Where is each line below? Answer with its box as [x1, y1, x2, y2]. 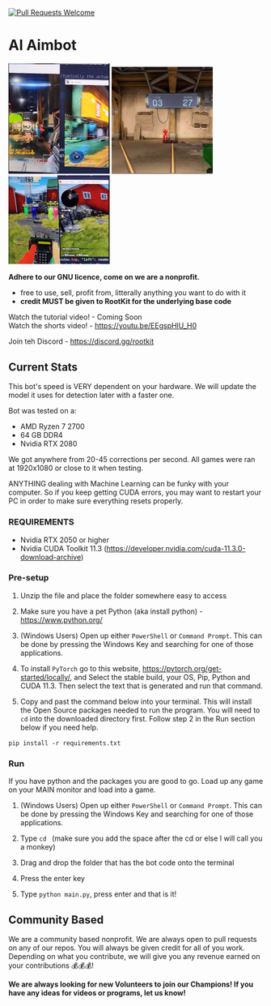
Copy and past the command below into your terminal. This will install [19, 696, 252, 706]
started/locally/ [19, 672, 70, 682]
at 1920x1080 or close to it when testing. [8, 463, 144, 473]
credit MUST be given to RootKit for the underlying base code [19, 297, 232, 306]
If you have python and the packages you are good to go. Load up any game [8, 777, 264, 786]
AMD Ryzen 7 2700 [19, 422, 85, 431]
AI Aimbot [8, 36, 77, 54]
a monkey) [19, 842, 56, 852]
